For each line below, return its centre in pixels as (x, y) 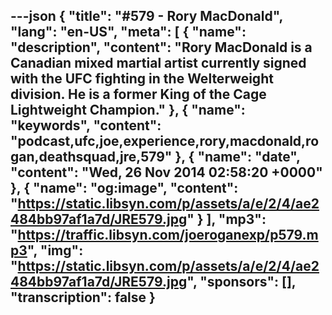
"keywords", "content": (86, 125)
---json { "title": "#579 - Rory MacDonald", (146, 16)
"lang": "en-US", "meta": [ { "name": (128, 32)
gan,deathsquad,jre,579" (91, 157)
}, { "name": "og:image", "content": (124, 188)
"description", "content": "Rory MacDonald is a (161, 47)
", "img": (55, 250)
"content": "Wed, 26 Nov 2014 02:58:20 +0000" (166, 172)
